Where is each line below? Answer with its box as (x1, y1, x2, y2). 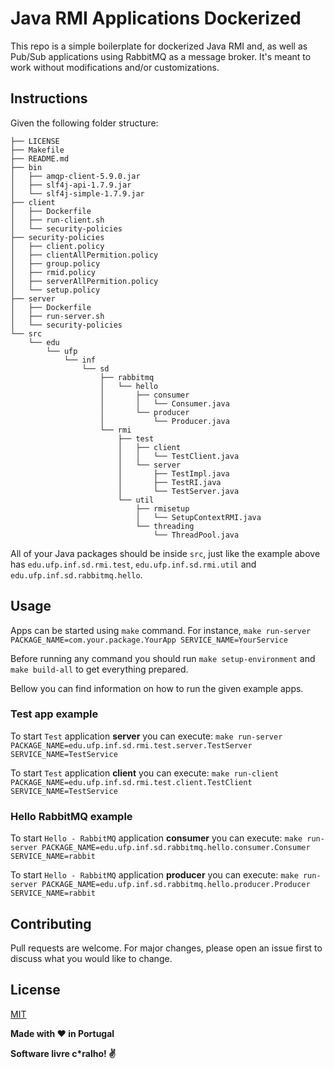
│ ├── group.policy (10, 258, 101, 269)
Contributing (10, 915, 92, 932)
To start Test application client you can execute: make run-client (10, 767, 280, 779)
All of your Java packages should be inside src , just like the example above (10, 547, 321, 559)
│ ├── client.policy (10, 241, 105, 251)
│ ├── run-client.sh (10, 215, 105, 225)
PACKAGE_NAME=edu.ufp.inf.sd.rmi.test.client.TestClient (10, 777, 253, 787)
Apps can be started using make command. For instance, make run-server (10, 624, 312, 636)
